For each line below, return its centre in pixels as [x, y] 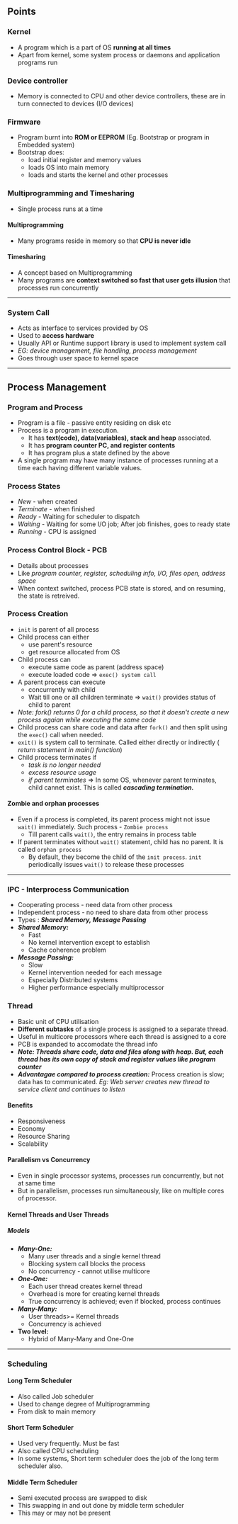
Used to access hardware [56, 336]
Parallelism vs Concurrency [49, 1160]
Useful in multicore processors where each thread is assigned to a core [122, 1036]
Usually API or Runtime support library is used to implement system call [122, 343]
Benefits [20, 1105]
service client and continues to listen [71, 1089]
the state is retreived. [49, 596]
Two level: [33, 1331]
